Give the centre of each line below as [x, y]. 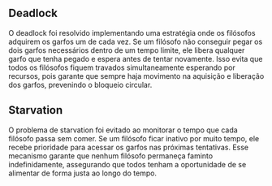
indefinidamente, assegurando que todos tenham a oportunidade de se [127, 164]
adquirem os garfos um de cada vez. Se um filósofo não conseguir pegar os [136, 41]
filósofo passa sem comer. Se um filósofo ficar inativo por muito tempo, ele [134, 138]
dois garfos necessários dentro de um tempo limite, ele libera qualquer [127, 50]
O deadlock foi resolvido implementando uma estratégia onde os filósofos [132, 32]
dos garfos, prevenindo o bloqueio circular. [80, 84]
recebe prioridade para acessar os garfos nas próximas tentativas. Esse [129, 147]
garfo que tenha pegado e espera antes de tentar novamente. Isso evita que [136, 58]
